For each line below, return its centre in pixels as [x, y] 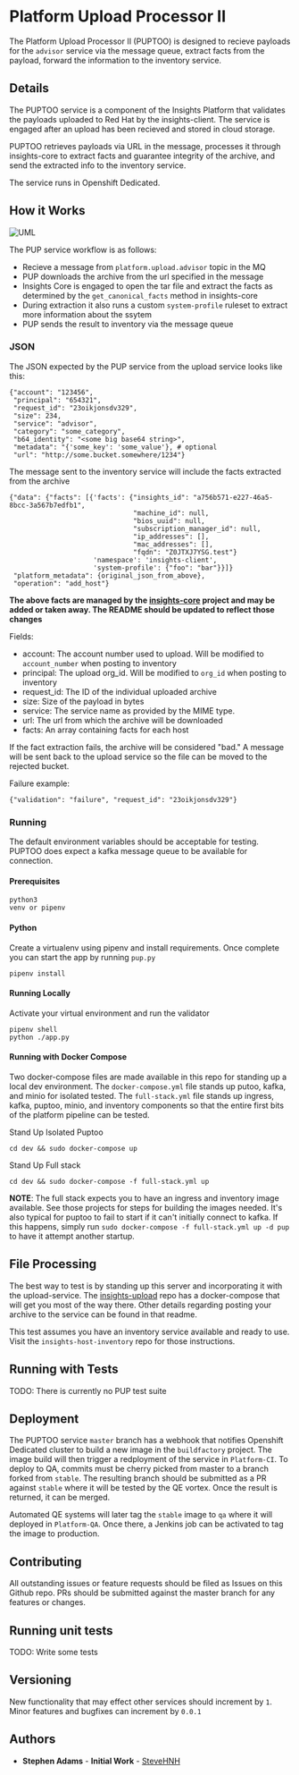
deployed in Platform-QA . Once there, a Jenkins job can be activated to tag [146, 1524]
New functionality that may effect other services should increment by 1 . [141, 1702]
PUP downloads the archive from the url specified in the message [143, 276]
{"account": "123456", [51, 392]
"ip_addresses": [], [171, 537]
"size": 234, [37, 416]
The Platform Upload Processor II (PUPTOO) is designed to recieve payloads [150, 41]
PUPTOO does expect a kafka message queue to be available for [129, 851]
